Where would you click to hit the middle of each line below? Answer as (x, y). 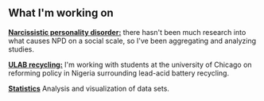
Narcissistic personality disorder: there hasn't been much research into (127, 32)
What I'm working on (61, 13)
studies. (21, 49)
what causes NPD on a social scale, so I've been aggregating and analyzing (132, 41)
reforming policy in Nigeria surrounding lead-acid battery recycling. (118, 73)
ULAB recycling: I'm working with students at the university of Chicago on (130, 64)
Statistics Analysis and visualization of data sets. (89, 88)
